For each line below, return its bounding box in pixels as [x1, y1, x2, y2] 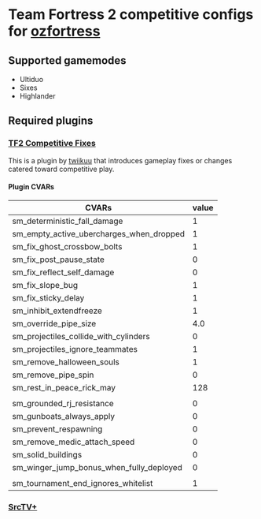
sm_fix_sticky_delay [12, 292, 85, 303]
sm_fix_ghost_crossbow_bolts [12, 241, 123, 252]
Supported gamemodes [8, 54, 127, 67]
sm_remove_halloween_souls [12, 357, 120, 368]
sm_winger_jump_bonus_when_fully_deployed [12, 461, 182, 472]
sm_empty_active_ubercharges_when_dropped [12, 228, 186, 239]
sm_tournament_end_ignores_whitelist [12, 477, 153, 488]
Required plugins [8, 114, 94, 128]
